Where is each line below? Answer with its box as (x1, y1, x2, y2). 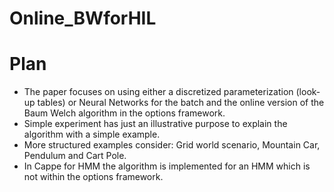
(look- (295, 86, 321, 98)
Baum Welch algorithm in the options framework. (23, 107, 226, 119)
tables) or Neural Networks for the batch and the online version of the (37, 97, 325, 109)
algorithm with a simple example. (23, 128, 161, 141)
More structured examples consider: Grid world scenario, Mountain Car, (23, 139, 321, 151)
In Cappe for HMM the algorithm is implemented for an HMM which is (23, 160, 311, 172)
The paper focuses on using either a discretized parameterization (23, 86, 294, 98)
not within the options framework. (23, 171, 164, 183)
